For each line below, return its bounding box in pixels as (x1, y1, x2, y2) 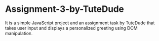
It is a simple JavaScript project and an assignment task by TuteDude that (5, 20, 155, 26)
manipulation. (5, 30, 33, 36)
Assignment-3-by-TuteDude (5, 3, 124, 15)
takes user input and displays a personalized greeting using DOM (5, 25, 138, 31)
